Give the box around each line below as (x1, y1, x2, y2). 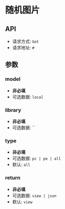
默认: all (12, 162, 31, 168)
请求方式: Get (12, 38, 39, 44)
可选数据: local (12, 94, 43, 100)
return (5, 174, 21, 181)
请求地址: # (12, 45, 34, 50)
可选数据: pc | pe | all (12, 155, 61, 161)
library (5, 106, 21, 113)
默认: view (12, 199, 33, 205)
